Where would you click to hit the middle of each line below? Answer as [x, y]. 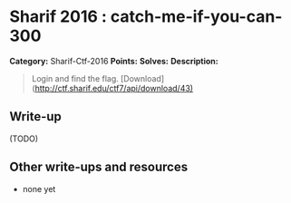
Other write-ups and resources [99, 167]
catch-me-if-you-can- [196, 17]
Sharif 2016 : [58, 17]
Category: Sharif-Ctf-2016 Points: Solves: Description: [114, 61]
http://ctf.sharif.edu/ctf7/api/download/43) [114, 88]
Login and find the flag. [75, 78]
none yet [39, 188]
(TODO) [24, 139]
